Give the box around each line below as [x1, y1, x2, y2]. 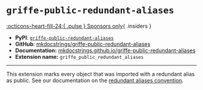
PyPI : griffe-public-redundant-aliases [14, 34, 114, 41]
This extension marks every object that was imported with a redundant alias [6, 70, 195, 77]
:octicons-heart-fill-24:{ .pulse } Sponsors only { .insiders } [6, 22, 152, 29]
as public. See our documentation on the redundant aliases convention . [6, 77, 184, 84]
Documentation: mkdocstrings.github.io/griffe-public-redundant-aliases [14, 47, 196, 54]
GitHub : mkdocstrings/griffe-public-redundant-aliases [14, 40, 151, 47]
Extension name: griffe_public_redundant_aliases [14, 53, 144, 60]
